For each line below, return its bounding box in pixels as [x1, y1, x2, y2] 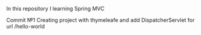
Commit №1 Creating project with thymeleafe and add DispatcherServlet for [6, 17, 195, 23]
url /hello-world [6, 23, 45, 30]
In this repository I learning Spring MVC [6, 5, 105, 12]
